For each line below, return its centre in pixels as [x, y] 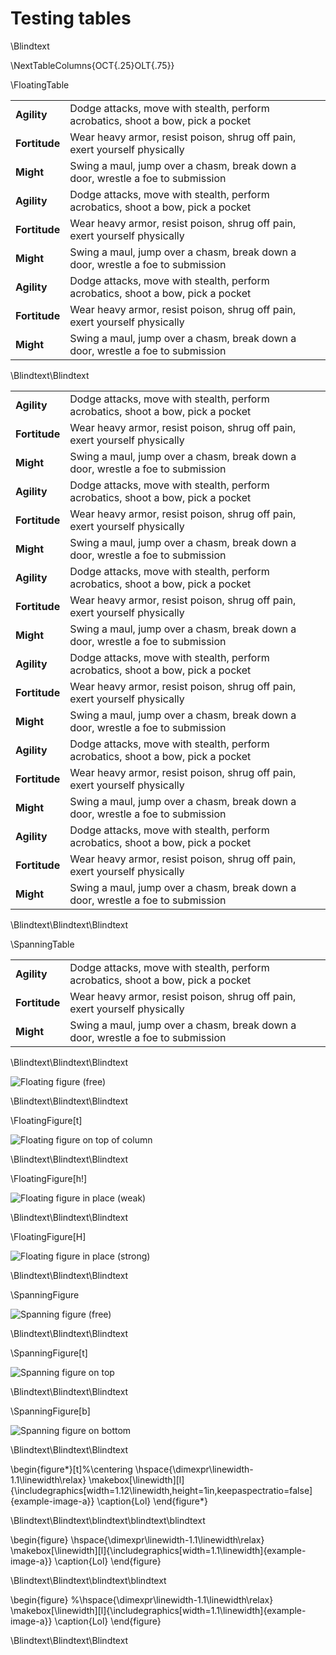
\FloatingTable [40, 84]
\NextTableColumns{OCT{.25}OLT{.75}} [92, 65]
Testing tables [71, 18]
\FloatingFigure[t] [46, 1120]
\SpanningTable [42, 944]
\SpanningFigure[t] [49, 1353]
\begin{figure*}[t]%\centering [71, 1469]
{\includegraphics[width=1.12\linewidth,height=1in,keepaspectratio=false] [161, 1490]
